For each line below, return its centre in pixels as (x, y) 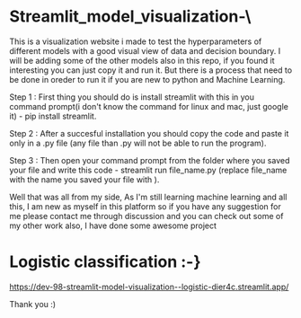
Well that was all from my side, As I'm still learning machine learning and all (148, 197)
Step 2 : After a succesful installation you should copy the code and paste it (149, 133)
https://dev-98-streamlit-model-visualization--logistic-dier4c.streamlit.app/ (149, 287)
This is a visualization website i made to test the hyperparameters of (136, 41)
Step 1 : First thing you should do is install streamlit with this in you (132, 97)
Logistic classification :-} (105, 262)
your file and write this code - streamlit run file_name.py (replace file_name (148, 170)
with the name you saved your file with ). (84, 179)
